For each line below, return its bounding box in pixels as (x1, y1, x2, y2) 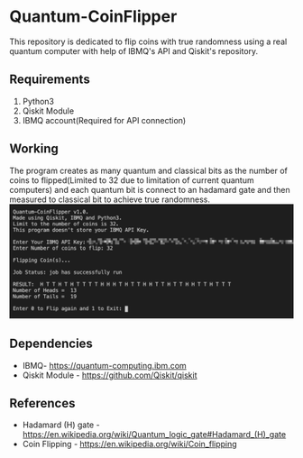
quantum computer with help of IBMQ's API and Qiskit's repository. (9, 45, 259, 56)
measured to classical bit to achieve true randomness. (9, 194, 210, 205)
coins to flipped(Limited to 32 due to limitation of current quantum (9, 174, 254, 186)
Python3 (22, 96, 54, 106)
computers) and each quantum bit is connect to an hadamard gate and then (9, 184, 290, 195)
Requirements (9, 72, 90, 87)
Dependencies (9, 336, 93, 352)
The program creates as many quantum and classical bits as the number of (9, 165, 289, 176)
